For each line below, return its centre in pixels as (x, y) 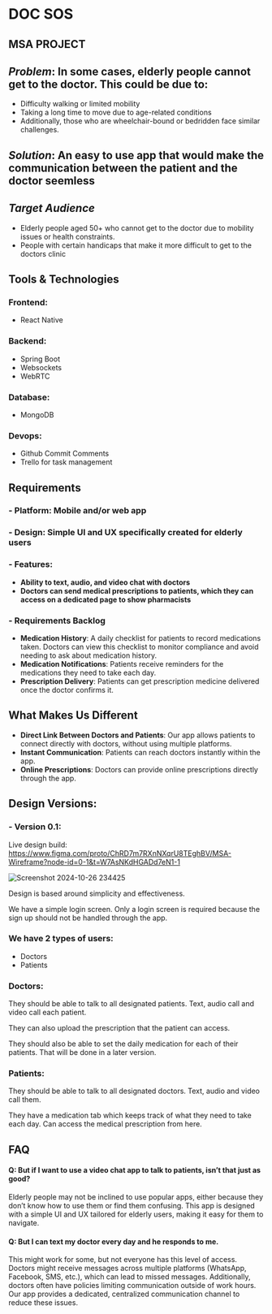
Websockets (41, 367)
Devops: (25, 435)
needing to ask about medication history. (89, 655)
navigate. (24, 1222)
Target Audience (52, 208)
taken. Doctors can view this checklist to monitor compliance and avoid (139, 647)
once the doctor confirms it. (67, 690)
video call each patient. (47, 1013)
